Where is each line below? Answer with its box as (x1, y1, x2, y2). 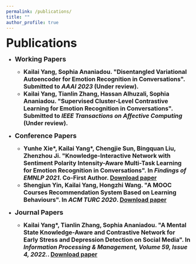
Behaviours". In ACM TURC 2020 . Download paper (23, 196, 167, 204)
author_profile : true (6, 19, 59, 25)
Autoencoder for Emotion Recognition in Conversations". (23, 75, 185, 83)
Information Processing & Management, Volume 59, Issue (23, 243, 188, 251)
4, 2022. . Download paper (23, 251, 98, 259)
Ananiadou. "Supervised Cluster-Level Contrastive (23, 97, 169, 106)
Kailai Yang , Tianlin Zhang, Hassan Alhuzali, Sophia (23, 90, 170, 98)
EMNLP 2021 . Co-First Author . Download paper (23, 174, 157, 182)
